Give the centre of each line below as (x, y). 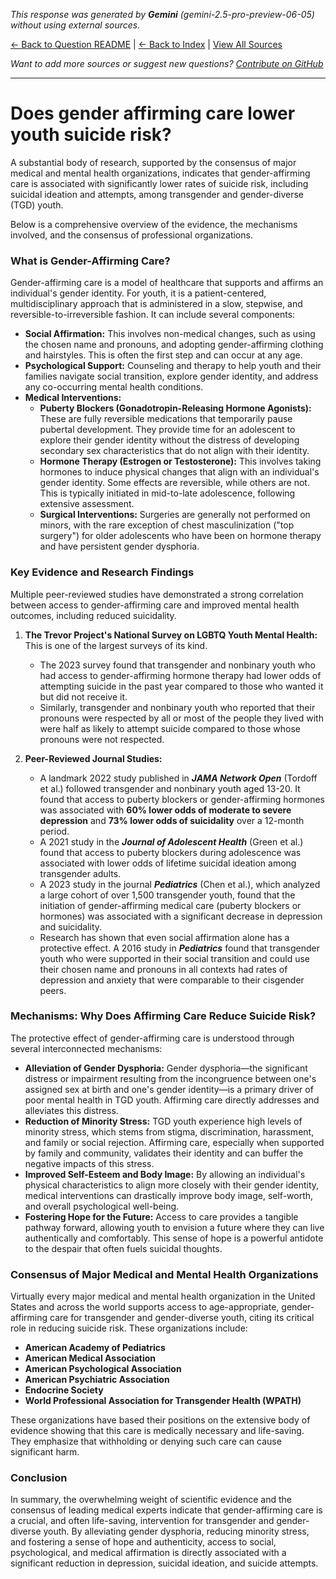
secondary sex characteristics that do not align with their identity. (174, 451)
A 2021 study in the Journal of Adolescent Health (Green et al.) (171, 841)
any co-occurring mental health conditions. (114, 387)
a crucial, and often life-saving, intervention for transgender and (142, 1521)
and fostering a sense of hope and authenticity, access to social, (143, 1542)
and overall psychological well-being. (102, 1206)
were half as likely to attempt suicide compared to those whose (170, 728)
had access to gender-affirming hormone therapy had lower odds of (180, 675)
